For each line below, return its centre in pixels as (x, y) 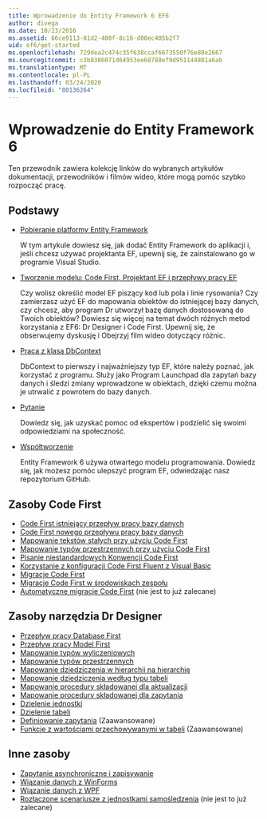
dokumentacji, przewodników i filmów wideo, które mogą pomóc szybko (127, 177)
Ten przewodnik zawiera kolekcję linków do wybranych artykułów (116, 168)
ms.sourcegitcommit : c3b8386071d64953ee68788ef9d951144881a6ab (116, 61)
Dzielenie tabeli (45, 712)
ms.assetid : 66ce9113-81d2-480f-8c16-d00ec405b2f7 (94, 38)
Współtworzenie (47, 447)
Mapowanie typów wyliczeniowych (77, 652)
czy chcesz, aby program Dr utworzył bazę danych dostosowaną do (132, 310)
